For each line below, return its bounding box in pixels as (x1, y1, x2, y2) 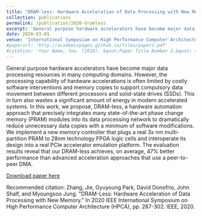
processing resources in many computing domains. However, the (6, 70, 167, 78)
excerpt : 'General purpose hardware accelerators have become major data (6, 25, 195, 32)
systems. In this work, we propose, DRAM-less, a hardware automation (6, 103, 182, 110)
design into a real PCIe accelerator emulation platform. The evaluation (6, 141, 179, 148)
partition (6, 135, 27, 142)
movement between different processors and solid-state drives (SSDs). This (6, 90, 195, 97)
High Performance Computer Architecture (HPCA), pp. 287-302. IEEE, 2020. (6, 203, 195, 210)
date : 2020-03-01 (6, 31, 50, 37)
